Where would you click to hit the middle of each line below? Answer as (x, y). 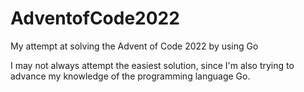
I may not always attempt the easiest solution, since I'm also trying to (152, 65)
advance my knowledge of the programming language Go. (130, 76)
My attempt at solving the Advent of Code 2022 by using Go (134, 46)
